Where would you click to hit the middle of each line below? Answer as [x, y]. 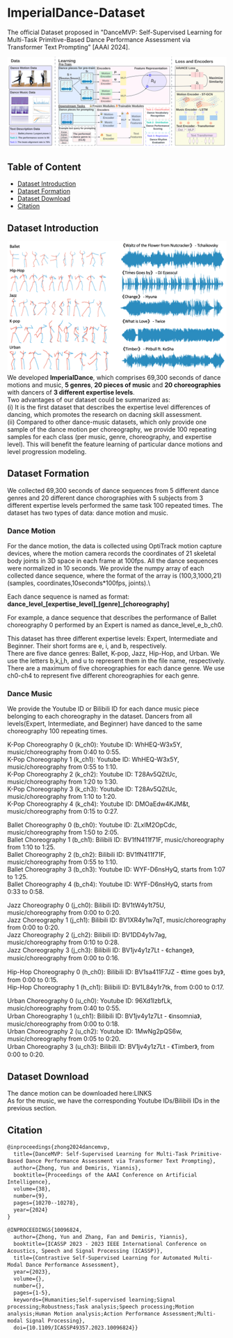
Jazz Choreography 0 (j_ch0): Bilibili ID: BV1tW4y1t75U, [86, 905]
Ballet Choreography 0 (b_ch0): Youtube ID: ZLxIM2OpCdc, [92, 825]
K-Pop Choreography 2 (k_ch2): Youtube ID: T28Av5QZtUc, [92, 774]
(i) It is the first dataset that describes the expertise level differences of [109, 407]
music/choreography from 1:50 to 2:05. [63, 832]
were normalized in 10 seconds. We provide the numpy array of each [106, 568]
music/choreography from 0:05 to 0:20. [64, 1039]
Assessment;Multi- [189, 1314]
